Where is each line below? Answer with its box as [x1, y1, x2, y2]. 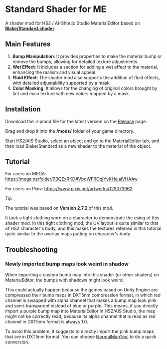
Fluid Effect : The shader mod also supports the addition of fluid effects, [12, 74, 161, 81]
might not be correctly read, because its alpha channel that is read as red [5, 313, 156, 319]
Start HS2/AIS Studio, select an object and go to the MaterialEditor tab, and [5, 138, 160, 144]
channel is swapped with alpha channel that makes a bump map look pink [5, 297, 157, 303]
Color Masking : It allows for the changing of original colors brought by [12, 85, 158, 91]
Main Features [5, 40, 51, 49]
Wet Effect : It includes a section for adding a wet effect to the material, [12, 64, 159, 70]
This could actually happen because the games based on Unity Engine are [5, 287, 158, 293]
